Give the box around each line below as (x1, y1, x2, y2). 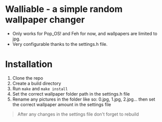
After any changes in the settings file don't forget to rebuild (17, 111, 139, 117)
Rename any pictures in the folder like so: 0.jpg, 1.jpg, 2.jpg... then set (12, 96, 156, 102)
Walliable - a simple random (5, 3, 123, 15)
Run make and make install (12, 86, 68, 92)
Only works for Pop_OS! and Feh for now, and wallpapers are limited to (12, 30, 158, 36)
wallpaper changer (5, 14, 85, 25)
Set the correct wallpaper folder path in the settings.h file (12, 91, 130, 97)
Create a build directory (12, 80, 61, 86)
